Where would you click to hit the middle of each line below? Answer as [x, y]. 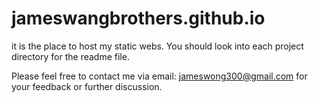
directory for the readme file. [70, 56]
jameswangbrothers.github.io [138, 18]
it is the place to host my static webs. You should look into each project [157, 46]
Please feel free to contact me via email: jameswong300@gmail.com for [159, 76]
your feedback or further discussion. [87, 86]
